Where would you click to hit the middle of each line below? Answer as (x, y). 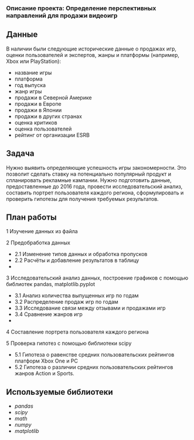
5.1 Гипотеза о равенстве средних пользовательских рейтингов (94, 355)
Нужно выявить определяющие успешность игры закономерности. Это (96, 167)
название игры (33, 72)
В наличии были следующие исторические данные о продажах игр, (91, 49)
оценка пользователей (43, 129)
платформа (28, 79)
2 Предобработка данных (38, 243)
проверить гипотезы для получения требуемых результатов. (83, 199)
